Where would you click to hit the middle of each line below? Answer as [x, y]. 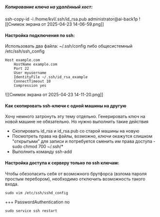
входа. [12, 184]
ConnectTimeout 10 [32, 82]
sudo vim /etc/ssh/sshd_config [37, 193]
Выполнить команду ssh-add [42, 152]
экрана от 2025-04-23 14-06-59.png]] [65, 24]
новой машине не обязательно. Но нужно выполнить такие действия [77, 122]
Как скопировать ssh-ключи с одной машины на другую [66, 106]
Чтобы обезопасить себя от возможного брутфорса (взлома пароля [76, 174]
